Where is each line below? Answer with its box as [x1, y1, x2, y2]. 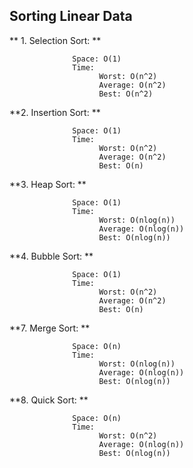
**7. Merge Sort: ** [9, 322, 91, 334]
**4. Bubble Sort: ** [9, 250, 94, 262]
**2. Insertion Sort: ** [9, 106, 101, 118]
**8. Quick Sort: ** [9, 394, 89, 406]
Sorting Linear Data [9, 8, 133, 25]
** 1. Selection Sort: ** [9, 34, 102, 46]
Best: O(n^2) [98, 89, 154, 99]
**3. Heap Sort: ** [9, 178, 87, 190]
